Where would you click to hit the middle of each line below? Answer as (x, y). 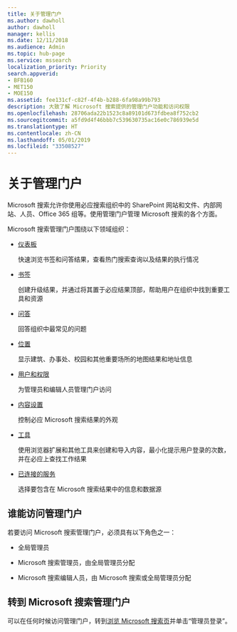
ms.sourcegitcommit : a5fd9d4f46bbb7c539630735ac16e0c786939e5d (103, 120)
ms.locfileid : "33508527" (46, 147)
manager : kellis (31, 34)
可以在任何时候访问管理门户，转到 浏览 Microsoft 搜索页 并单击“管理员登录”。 (119, 621)
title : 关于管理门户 (35, 14)
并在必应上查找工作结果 (52, 459)
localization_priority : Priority (57, 67)
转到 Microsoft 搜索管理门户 (69, 602)
